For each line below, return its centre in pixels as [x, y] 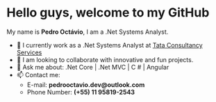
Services [29, 52]
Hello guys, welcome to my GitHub [108, 13]
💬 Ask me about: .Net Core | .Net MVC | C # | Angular [93, 67]
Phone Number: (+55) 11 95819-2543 [81, 92]
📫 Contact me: [38, 74]
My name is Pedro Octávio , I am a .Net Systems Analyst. [88, 32]
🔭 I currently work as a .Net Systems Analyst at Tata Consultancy [109, 45]
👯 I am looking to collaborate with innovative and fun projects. [105, 59]
